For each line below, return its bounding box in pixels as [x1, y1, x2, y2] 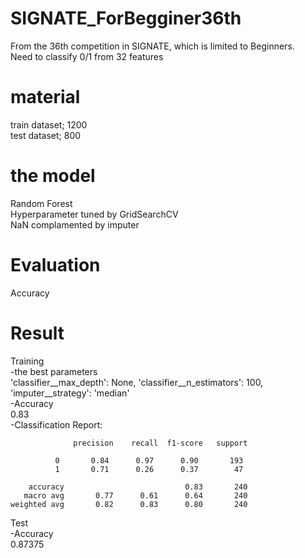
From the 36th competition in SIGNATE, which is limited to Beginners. [10, 40, 295, 52]
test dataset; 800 [10, 129, 82, 141]
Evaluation [10, 254, 101, 276]
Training [10, 355, 45, 367]
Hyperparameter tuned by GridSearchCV [10, 208, 179, 220]
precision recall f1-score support [73, 438, 248, 448]
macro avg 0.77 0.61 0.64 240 [23, 490, 248, 501]
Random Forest [10, 197, 73, 209]
